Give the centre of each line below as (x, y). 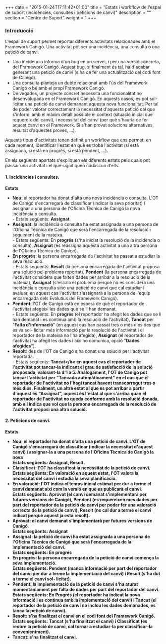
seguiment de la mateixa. (38, 235)
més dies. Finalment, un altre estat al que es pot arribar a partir (78, 388)
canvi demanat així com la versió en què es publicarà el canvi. (77, 489)
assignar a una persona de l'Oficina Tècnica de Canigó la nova (76, 208)
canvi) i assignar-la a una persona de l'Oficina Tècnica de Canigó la (83, 452)
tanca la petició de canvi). (39, 610)
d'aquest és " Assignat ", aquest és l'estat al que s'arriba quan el (79, 393)
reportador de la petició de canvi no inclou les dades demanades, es (84, 605)
